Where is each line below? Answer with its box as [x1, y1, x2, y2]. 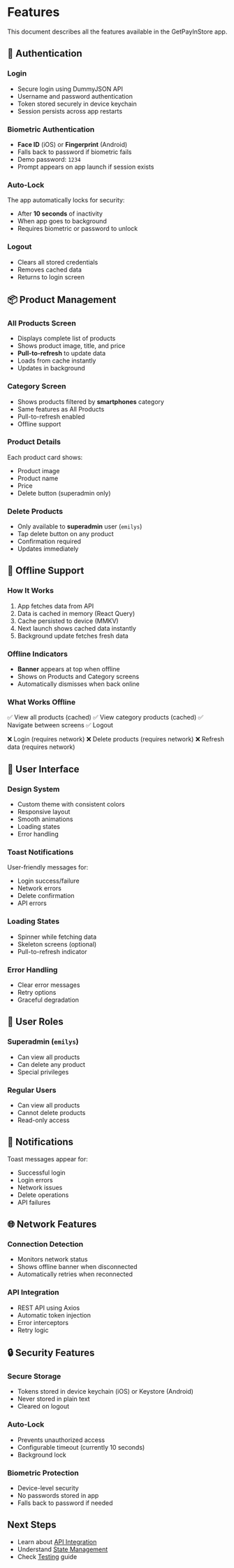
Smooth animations [17, 815, 73, 823]
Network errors [17, 884, 61, 892]
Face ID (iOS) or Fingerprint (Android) [17, 140, 128, 148]
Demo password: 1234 [17, 155, 81, 163]
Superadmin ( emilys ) [7, 1037, 79, 1046]
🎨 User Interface [7, 763, 80, 775]
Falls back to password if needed [17, 1499, 113, 1507]
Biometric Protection [7, 1468, 79, 1478]
